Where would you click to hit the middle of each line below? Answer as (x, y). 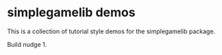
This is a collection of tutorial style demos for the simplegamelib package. (111, 31)
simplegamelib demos (71, 13)
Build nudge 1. (27, 44)
